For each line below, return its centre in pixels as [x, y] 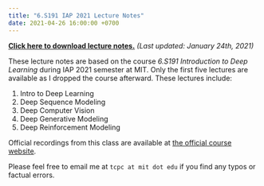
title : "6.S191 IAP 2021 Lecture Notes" [77, 15]
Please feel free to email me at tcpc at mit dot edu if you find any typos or [132, 166]
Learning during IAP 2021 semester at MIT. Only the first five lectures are [128, 69]
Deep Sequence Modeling [63, 102]
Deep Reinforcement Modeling [70, 127]
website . [22, 151]
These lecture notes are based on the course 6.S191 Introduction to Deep [128, 61]
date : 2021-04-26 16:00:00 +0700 [64, 23]
